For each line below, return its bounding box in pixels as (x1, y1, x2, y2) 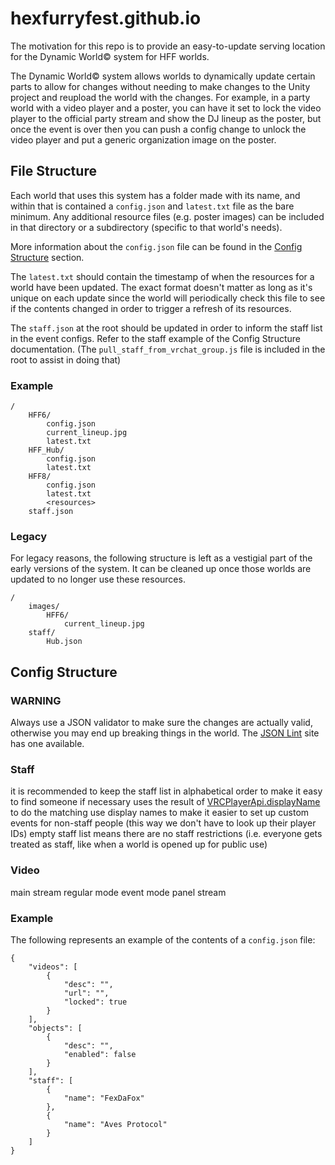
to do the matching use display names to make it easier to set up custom (10, 807, 310, 819)
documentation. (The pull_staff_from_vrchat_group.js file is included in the (10, 343, 326, 355)
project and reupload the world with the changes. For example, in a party (10, 91, 311, 103)
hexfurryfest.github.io (10, 7, 202, 30)
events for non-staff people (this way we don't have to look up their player (10, 817, 317, 829)
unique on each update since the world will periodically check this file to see (10, 292, 326, 304)
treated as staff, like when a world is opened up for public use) (10, 838, 268, 851)
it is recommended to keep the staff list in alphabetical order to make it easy (10, 785, 323, 797)
